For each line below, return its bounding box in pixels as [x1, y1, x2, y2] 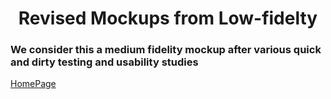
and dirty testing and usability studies [10, 55, 199, 69]
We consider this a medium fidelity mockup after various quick [10, 43, 322, 57]
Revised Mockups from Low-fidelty [18, 7, 318, 30]
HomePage [10, 78, 57, 90]
